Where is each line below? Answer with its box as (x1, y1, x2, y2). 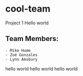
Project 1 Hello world (5, 20, 49, 26)
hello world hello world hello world (5, 65, 78, 71)
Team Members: (5, 34, 59, 43)
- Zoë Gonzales (5, 52, 38, 57)
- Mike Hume (5, 48, 31, 53)
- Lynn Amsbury (5, 57, 38, 62)
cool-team (5, 3, 51, 15)
